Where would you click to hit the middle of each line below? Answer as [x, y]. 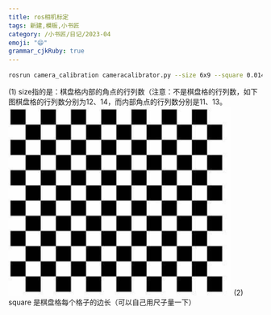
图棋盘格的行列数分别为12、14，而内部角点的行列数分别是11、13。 [118, 102]
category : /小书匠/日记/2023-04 [60, 34]
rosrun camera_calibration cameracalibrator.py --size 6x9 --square [126, 76]
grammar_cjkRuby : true [46, 51]
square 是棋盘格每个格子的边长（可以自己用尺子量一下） [102, 302]
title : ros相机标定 [39, 17]
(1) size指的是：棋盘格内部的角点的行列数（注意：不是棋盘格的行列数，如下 [133, 92]
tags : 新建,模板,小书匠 [44, 25]
